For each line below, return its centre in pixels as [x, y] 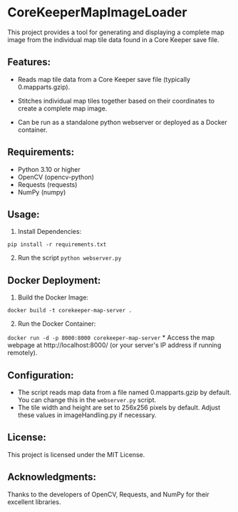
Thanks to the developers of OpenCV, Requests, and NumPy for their [108, 494]
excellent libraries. [34, 502]
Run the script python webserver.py [69, 258]
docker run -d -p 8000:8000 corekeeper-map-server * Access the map [111, 338]
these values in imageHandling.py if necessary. [87, 415]
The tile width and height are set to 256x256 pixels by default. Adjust [119, 408]
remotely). [22, 353]
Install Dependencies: [50, 232]
